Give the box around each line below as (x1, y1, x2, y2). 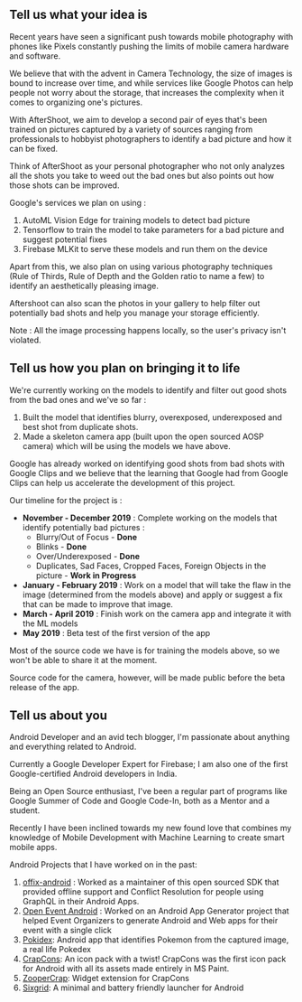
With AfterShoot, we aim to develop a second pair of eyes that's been (9, 114, 268, 125)
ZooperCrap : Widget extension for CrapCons (22, 973, 189, 984)
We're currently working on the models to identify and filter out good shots (9, 384, 287, 396)
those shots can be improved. (9, 180, 120, 191)
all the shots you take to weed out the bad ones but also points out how (9, 170, 275, 181)
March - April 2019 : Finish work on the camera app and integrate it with (22, 608, 292, 619)
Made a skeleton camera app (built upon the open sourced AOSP (22, 431, 264, 442)
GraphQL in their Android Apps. (22, 896, 140, 907)
